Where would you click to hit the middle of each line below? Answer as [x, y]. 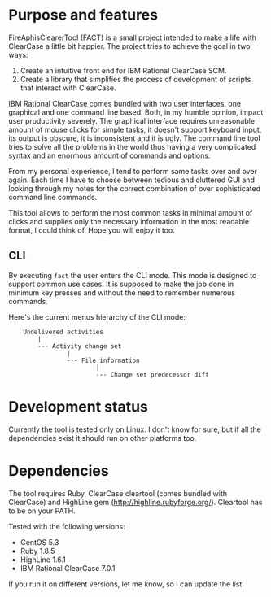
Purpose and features [83, 15]
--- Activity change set [80, 346]
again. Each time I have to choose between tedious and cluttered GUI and [131, 180]
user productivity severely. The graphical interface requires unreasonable [131, 120]
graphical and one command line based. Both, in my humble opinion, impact [136, 112]
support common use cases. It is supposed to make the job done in [121, 284]
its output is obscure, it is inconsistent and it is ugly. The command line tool [134, 138]
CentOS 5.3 [39, 542]
